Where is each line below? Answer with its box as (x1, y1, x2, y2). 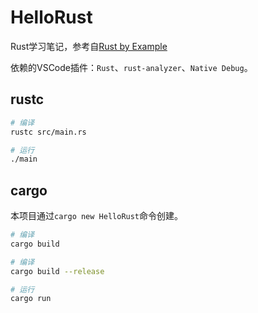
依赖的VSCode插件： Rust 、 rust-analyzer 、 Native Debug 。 (10, 61, 253, 73)
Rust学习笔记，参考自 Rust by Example (10, 40, 168, 52)
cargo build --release (10, 266, 105, 276)
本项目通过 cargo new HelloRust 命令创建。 (10, 210, 184, 222)
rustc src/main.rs (10, 127, 87, 137)
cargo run (10, 294, 52, 304)
